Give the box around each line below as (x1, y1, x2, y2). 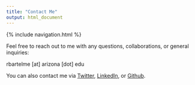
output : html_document (6, 14, 63, 20)
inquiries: (6, 48, 29, 56)
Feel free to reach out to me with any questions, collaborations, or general (6, 42, 189, 50)
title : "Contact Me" (6, 8, 58, 15)
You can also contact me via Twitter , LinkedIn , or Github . (6, 72, 146, 79)
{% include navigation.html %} (6, 31, 82, 38)
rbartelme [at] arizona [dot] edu (6, 60, 85, 68)
